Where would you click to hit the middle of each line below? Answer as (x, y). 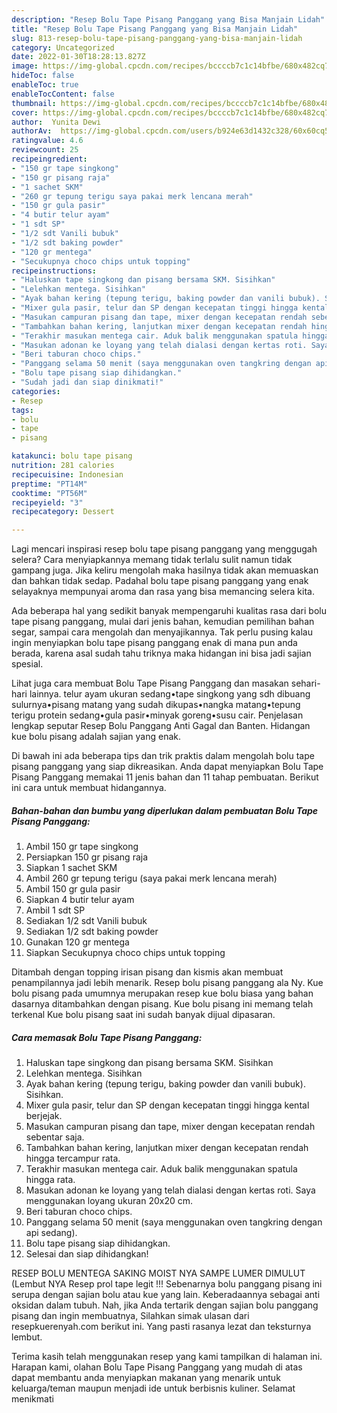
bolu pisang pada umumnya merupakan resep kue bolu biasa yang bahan (162, 993)
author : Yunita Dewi (56, 122)
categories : (36, 391)
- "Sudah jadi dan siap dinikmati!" (87, 382)
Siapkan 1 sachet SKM (71, 868)
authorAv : (32, 131)
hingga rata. (50, 1180)
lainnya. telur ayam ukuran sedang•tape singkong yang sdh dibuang (170, 694)
